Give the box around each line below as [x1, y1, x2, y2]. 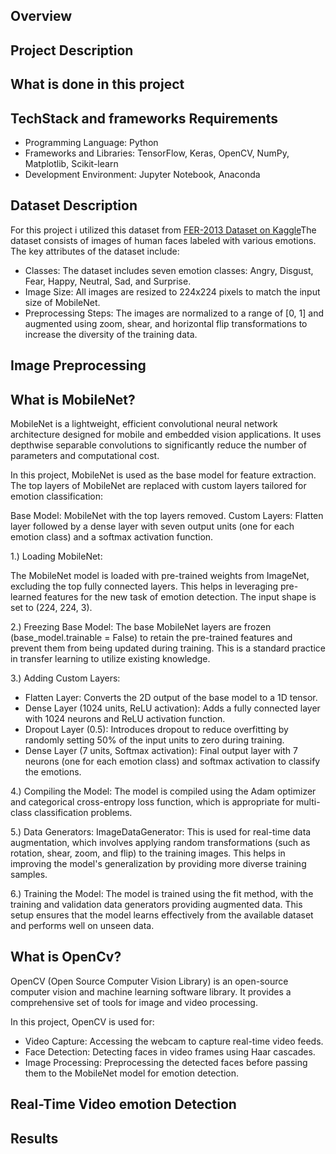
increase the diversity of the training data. [24, 328, 198, 340]
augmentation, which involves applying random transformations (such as [10, 837, 311, 848]
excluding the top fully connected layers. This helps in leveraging [10, 580, 279, 592]
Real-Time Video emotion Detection [10, 1096, 237, 1113]
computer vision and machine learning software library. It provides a [10, 985, 292, 998]
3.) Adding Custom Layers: [10, 672, 121, 684]
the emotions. [24, 766, 82, 778]
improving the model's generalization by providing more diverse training [10, 858, 307, 869]
